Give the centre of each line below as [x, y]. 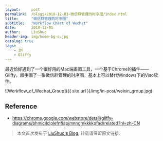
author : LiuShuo [26, 32]
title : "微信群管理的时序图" [37, 18]
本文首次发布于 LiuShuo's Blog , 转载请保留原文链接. [69, 133]
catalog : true [19, 41]
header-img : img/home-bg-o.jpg [37, 37]
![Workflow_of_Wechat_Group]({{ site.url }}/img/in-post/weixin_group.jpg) [79, 91]
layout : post [23, 9]
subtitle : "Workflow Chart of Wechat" [47, 23]
